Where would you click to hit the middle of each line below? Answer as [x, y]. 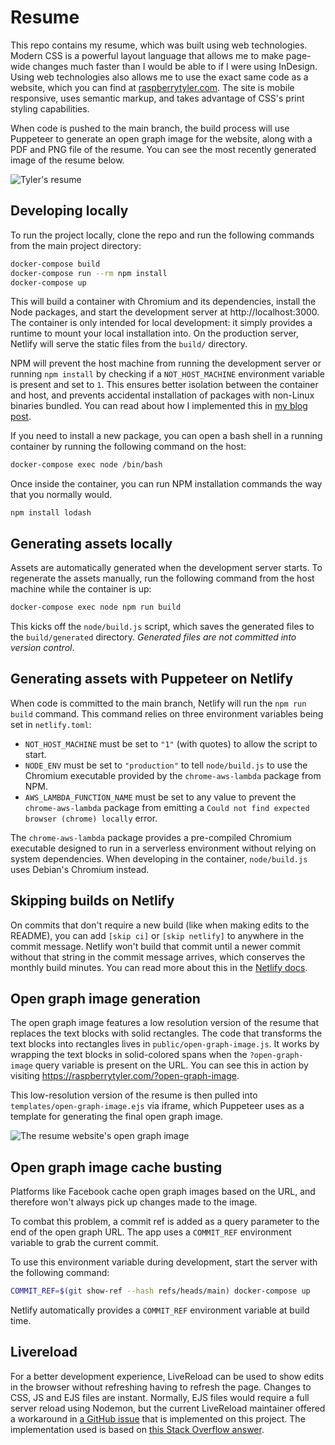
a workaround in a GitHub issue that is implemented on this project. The [158, 1418]
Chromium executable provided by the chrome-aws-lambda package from [173, 775]
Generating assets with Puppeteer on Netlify [152, 679]
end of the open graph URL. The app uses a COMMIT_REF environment [151, 1232]
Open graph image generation [105, 998]
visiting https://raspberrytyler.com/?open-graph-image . [125, 1076]
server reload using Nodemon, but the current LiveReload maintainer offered [168, 1408]
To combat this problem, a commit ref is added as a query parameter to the [165, 1222]
